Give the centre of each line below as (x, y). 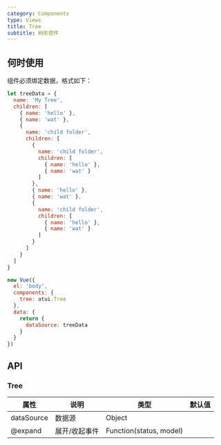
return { (32, 318)
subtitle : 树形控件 (33, 33)
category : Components (38, 13)
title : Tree (24, 26)
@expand (26, 430)
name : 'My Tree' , (38, 100)
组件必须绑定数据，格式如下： (49, 81)
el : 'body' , (31, 287)
